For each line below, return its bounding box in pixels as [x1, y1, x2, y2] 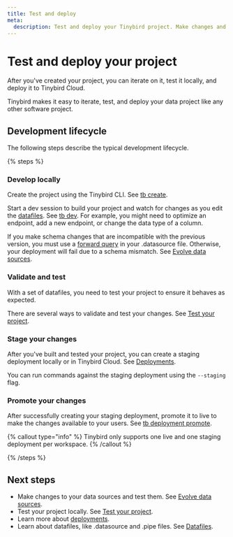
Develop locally [7, 175, 61, 185]
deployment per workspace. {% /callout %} [7, 440, 133, 448]
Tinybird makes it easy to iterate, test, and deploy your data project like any [7, 97, 223, 106]
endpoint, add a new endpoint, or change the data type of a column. [7, 219, 204, 227]
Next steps [7, 473, 56, 486]
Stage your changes [7, 334, 77, 343]
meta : [7, 17, 23, 24]
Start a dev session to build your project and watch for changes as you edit [7, 204, 223, 213]
